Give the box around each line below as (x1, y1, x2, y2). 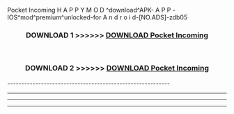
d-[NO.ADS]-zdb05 (132, 13, 188, 21)
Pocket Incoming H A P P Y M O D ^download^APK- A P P (7, 6, 171, 14)
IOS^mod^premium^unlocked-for (7, 13, 102, 21)
